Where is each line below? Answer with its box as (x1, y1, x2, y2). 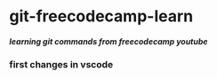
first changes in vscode (9, 59, 114, 71)
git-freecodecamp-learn (9, 6, 194, 27)
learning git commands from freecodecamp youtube (9, 36, 208, 46)
